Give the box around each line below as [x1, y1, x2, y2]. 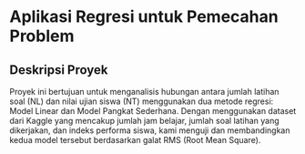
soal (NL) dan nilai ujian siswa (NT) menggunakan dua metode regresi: [9, 96, 274, 107]
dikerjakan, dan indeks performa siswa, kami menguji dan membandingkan [9, 125, 290, 136]
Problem [9, 26, 75, 46]
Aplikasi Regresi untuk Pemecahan [9, 6, 280, 27]
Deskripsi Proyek [9, 62, 108, 77]
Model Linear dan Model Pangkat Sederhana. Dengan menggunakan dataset [9, 106, 297, 116]
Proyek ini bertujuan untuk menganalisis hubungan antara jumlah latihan [9, 87, 280, 97]
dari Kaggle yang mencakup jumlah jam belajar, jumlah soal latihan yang [9, 116, 280, 126]
